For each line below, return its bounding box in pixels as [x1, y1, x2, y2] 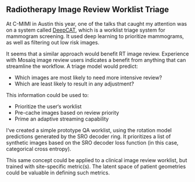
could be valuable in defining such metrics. [6, 169, 110, 176]
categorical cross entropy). [6, 145, 71, 152]
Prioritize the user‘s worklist [14, 102, 82, 110]
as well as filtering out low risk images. [6, 39, 100, 46]
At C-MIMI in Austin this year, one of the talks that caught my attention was [6, 20, 187, 27]
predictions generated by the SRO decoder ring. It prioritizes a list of [6, 133, 171, 140]
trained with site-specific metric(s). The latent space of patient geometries [6, 163, 186, 170]
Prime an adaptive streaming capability [14, 115, 110, 122]
